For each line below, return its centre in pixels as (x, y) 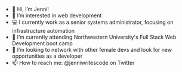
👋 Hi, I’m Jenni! (30, 9)
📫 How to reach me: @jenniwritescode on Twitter (73, 63)
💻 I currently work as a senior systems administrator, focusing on (92, 22)
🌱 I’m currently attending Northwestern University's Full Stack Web (94, 37)
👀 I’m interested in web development (57, 15)
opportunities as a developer (47, 56)
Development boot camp (42, 43)
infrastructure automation (43, 31)
